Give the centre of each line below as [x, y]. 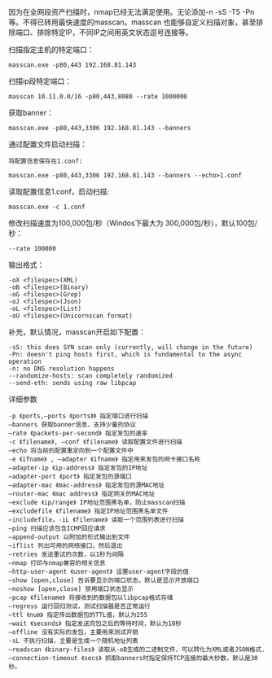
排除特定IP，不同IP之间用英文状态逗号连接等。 [114, 32]
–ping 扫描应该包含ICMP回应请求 [57, 528]
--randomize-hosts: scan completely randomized [91, 376]
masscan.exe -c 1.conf [47, 207]
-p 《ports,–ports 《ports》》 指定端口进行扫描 [79, 416]
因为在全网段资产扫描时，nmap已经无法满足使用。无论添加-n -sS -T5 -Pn [132, 12]
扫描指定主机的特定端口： [51, 50]
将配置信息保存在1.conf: [46, 161]
